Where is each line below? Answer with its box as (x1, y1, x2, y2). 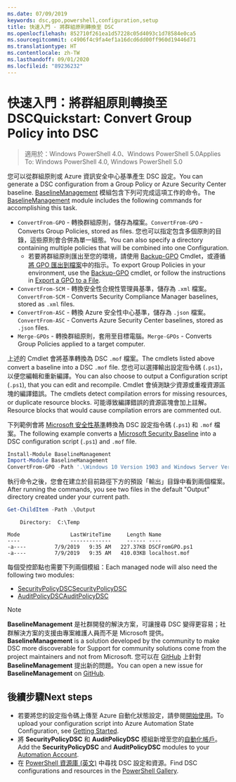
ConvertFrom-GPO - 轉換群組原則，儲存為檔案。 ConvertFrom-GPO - (17, 218, 204, 226)
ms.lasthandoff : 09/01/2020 (7, 56, 90, 63)
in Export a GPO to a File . (27, 275, 100, 285)
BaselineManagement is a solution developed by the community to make (7, 637, 220, 645)
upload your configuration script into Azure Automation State (17, 719, 195, 727)
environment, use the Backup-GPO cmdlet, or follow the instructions (27, 268, 226, 277)
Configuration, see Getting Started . (17, 726, 119, 735)
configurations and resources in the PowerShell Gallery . (17, 767, 179, 775)
